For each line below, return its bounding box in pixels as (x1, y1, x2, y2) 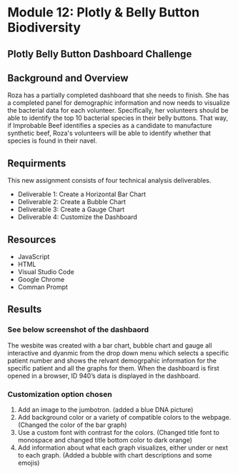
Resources (7, 233, 56, 246)
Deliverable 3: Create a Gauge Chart (17, 205, 125, 214)
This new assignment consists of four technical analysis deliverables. (7, 176, 212, 185)
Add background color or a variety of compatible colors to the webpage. (17, 413, 232, 421)
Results (7, 303, 42, 316)
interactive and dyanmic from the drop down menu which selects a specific (7, 348, 229, 357)
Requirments (7, 157, 66, 169)
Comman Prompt (17, 283, 68, 291)
